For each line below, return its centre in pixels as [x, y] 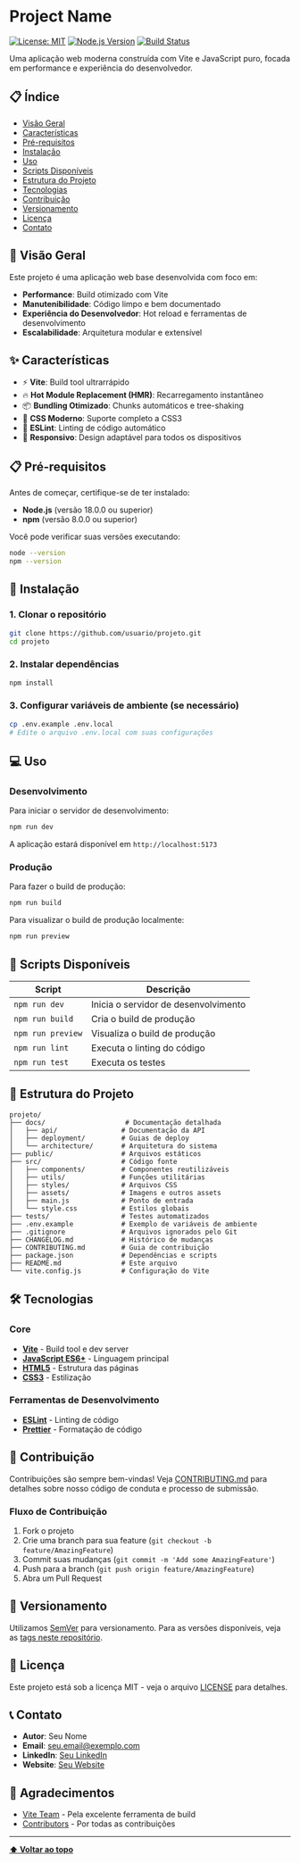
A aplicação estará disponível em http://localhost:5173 [113, 844]
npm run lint [42, 1048]
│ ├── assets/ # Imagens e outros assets [115, 1193]
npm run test [42, 1063]
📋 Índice [34, 97]
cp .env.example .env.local [62, 724]
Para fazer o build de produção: [68, 886]
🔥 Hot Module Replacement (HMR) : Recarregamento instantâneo [143, 395]
